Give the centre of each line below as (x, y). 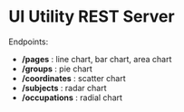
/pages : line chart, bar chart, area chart (97, 59)
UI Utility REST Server (92, 17)
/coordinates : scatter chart (73, 78)
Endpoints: (29, 42)
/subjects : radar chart (64, 88)
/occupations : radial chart (72, 98)
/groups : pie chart (57, 69)
